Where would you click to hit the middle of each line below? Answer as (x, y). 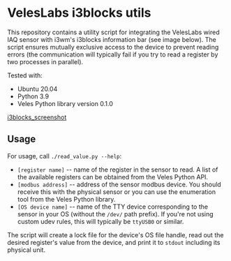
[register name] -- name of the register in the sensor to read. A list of (118, 170)
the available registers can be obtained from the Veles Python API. (112, 177)
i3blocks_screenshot (37, 117)
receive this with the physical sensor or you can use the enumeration (117, 192)
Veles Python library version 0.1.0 (65, 103)
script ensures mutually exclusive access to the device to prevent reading (113, 47)
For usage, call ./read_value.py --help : (65, 156)
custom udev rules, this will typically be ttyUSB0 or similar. (100, 221)
